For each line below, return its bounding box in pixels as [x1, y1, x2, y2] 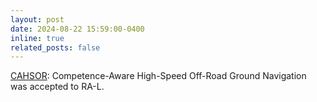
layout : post [10, 14, 65, 25]
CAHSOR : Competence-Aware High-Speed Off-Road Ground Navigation [10, 70, 307, 82]
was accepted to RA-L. [10, 81, 105, 93]
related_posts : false [10, 42, 101, 53]
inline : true [10, 33, 65, 43]
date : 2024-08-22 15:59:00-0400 [10, 24, 145, 34]
